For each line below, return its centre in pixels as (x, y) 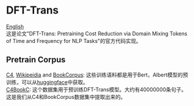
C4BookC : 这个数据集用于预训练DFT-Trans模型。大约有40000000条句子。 (96, 90)
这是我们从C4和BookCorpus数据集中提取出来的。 (66, 97)
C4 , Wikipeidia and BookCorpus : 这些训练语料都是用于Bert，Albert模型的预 (97, 75)
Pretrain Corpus (36, 60)
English (15, 26)
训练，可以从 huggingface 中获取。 (47, 82)
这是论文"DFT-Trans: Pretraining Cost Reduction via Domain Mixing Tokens (97, 34)
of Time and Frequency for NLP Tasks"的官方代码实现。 (74, 41)
